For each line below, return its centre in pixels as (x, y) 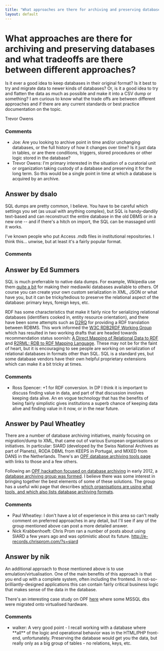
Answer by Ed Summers (42, 270)
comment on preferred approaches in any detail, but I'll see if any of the (84, 521)
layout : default (21, 14)
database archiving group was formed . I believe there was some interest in (80, 476)
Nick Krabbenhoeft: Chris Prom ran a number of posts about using (79, 531)
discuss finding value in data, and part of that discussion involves (78, 393)
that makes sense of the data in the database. (51, 589)
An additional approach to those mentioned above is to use (64, 569)
